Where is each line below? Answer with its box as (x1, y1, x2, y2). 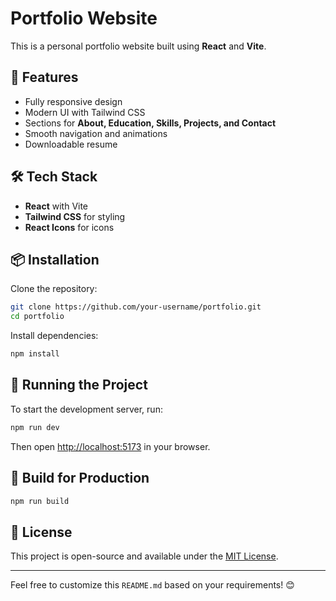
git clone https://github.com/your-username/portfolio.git (10, 302, 262, 312)
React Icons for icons (24, 221, 115, 233)
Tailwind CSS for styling (24, 210, 126, 222)
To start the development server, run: (10, 403, 163, 415)
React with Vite (24, 200, 89, 212)
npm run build (10, 496, 70, 506)
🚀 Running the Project (10, 377, 148, 394)
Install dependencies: (10, 330, 99, 342)
